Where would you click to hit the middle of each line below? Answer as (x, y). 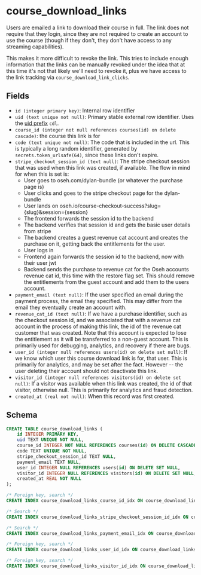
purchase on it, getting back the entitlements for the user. (95, 244)
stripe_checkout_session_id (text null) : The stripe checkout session (102, 161)
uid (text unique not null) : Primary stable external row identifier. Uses (104, 117)
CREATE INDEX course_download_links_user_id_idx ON (72, 550)
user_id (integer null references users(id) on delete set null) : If (101, 351)
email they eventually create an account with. (71, 307)
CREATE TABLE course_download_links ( (54, 429)
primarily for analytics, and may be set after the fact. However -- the (99, 364)
